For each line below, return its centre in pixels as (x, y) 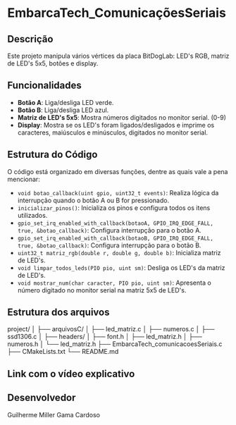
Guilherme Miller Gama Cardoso (54, 414)
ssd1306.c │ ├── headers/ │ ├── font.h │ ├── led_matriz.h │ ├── (105, 337)
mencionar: (24, 179)
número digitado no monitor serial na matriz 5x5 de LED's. (102, 290)
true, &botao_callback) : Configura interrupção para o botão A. (110, 230)
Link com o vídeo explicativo (71, 374)
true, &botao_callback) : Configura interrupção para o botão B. (109, 245)
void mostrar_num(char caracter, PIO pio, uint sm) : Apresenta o (114, 283)
